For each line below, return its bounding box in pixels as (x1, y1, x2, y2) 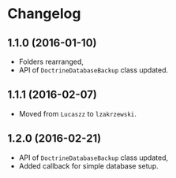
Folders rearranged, (18, 57, 84, 66)
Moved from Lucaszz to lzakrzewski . (18, 109, 137, 118)
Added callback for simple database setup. (18, 161, 159, 170)
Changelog (7, 5, 81, 23)
